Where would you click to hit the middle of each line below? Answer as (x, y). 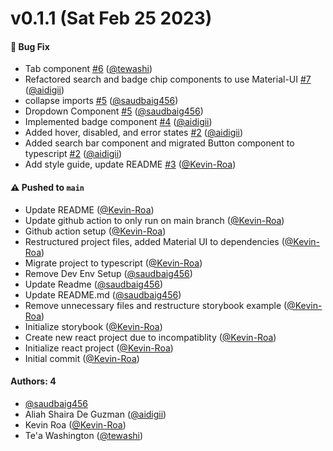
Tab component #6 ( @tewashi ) (88, 69)
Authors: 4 (33, 381)
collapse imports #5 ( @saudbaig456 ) (101, 101)
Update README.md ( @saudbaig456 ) (103, 294)
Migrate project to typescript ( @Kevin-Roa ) (113, 263)
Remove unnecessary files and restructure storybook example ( (156, 305)
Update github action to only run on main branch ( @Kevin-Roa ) (154, 220)
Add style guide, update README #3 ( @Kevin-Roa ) (130, 164)
